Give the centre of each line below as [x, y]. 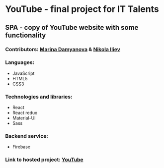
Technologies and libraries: [39, 97]
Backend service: [27, 136]
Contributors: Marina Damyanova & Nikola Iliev [63, 49]
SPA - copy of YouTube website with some [72, 28]
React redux [25, 113]
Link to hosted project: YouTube [44, 160]
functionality [26, 35]
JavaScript [23, 73]
